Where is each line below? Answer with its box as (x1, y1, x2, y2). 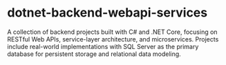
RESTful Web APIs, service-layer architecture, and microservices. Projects (7, 35, 219, 43)
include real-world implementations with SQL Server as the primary (7, 42, 199, 50)
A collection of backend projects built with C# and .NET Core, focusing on (7, 28, 218, 36)
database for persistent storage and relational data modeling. (7, 50, 181, 58)
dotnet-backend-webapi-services (7, 5, 208, 21)
